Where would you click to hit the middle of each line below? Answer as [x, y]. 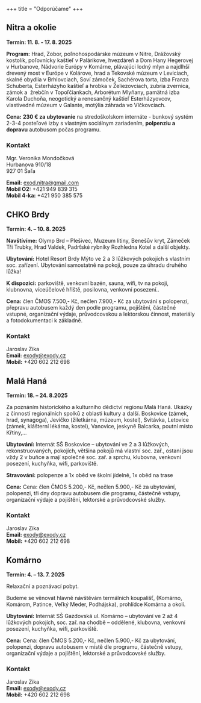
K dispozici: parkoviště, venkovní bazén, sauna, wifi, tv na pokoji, [87, 283]
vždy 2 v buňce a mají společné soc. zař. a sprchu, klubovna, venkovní [94, 457]
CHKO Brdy [28, 214]
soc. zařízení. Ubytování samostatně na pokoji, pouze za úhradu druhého [97, 265]
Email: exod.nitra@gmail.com [43, 183]
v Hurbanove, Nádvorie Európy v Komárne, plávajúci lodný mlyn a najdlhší [98, 66]
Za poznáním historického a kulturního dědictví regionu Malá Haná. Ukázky [99, 407]
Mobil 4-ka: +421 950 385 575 [45, 196]
